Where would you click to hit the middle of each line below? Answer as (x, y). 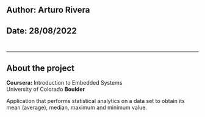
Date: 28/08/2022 (42, 31)
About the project (41, 68)
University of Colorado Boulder (46, 89)
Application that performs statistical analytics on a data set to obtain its (95, 101)
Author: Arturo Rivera (48, 10)
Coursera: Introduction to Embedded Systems (64, 83)
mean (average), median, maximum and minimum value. (77, 108)
